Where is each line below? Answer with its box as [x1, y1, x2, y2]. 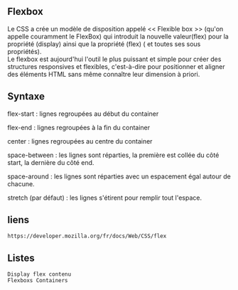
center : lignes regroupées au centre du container [7, 136, 153, 145]
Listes [7, 252, 36, 264]
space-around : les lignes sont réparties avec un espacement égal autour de [7, 172, 231, 181]
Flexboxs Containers [7, 277, 69, 284]
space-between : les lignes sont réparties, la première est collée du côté [7, 151, 220, 159]
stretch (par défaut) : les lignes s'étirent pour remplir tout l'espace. [7, 193, 202, 202]
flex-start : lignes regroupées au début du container [7, 109, 159, 118]
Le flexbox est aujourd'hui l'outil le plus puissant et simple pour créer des [7, 55, 222, 63]
